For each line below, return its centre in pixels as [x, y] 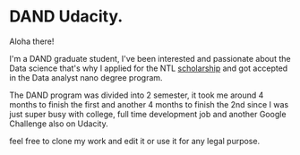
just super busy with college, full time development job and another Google [148, 114]
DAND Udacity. [66, 17]
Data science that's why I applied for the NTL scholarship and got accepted [149, 68]
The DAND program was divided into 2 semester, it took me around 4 [137, 95]
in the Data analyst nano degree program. [86, 77]
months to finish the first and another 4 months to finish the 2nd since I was [149, 104]
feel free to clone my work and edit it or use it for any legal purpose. [135, 141]
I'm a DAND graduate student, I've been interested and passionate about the [150, 58]
